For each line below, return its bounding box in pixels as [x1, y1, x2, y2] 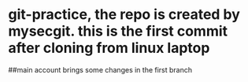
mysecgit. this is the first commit [8, 22, 228, 40]
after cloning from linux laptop [8, 39, 210, 57]
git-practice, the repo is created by [8, 6, 240, 24]
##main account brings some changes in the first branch [8, 65, 193, 74]
